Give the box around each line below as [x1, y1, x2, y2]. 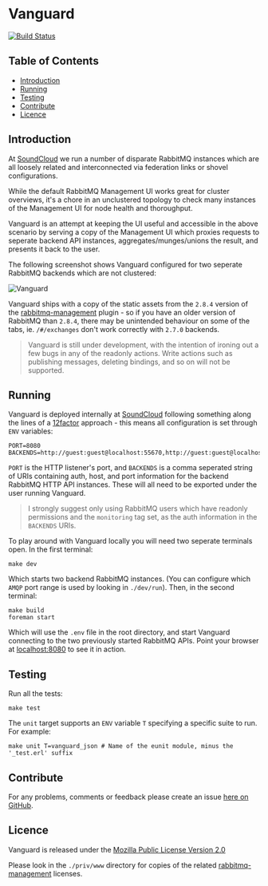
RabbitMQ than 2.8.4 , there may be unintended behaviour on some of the [8, 316, 250, 326]
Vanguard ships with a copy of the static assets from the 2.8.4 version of [8, 299, 249, 308]
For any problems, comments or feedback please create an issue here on [8, 792, 249, 801]
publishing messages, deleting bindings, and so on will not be [27, 357, 231, 366]
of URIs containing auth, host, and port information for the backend [8, 472, 229, 481]
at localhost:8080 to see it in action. [8, 644, 126, 655]
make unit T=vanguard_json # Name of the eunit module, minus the [8, 742, 234, 750]
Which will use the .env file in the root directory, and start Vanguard [8, 627, 231, 637]
